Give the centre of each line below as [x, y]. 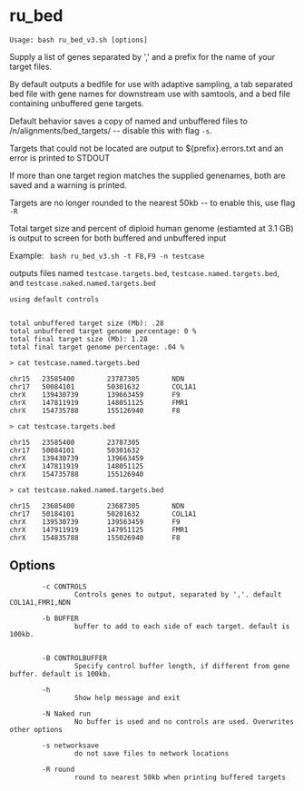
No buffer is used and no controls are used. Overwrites [184, 722]
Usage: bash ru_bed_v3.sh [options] [78, 40]
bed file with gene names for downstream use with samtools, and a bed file [150, 94]
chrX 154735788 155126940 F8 [95, 410]
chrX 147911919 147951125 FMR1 [99, 529]
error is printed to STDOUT [60, 158]
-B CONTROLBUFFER [74, 658]
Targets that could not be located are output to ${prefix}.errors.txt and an [147, 148]
